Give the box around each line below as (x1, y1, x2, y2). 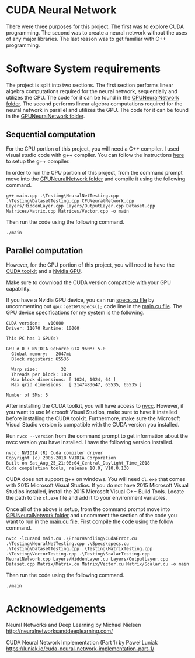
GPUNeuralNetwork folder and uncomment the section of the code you (6, 512, 177, 519)
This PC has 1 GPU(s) (6, 335, 59, 342)
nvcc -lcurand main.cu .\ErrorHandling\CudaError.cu (6, 536, 137, 541)
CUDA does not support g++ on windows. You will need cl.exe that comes (6, 475, 186, 482)
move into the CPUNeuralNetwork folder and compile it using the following (6, 175, 186, 182)
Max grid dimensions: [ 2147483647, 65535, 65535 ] (11, 381, 142, 387)
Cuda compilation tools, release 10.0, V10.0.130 (6, 465, 130, 471)
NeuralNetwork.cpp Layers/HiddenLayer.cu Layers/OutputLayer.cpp (6, 556, 168, 562)
